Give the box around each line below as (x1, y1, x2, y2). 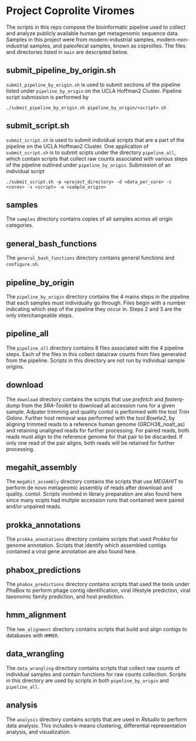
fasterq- (164, 395, 185, 402)
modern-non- (156, 36, 190, 43)
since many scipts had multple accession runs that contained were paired (6, 497, 184, 504)
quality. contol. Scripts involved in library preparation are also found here (6, 490, 182, 498)
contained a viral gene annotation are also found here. (6, 548, 137, 555)
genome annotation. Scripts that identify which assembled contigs (6, 542, 167, 549)
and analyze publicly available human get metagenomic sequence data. (6, 29, 180, 36)
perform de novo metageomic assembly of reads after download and (6, 484, 173, 491)
